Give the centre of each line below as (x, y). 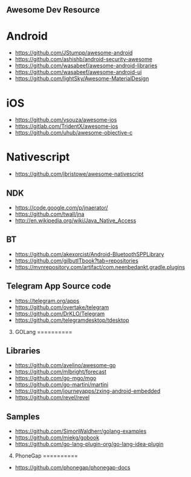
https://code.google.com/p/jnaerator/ (61, 208)
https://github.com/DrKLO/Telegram (60, 313)
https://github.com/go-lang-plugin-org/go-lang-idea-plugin (89, 444)
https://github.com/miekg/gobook (57, 438)
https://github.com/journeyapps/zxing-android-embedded (88, 391)
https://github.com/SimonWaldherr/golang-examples (81, 431)
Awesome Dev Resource (53, 10)
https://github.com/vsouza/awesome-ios (66, 120)
